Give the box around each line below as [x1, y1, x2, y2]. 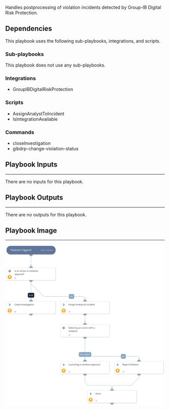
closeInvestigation [12, 140, 51, 146]
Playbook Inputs [5, 160, 58, 169]
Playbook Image [5, 226, 57, 235]
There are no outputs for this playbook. [5, 211, 87, 217]
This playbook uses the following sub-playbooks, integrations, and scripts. [5, 38, 161, 44]
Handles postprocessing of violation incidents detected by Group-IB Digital [5, 5, 161, 10]
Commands [5, 129, 34, 136]
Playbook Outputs [5, 193, 63, 202]
